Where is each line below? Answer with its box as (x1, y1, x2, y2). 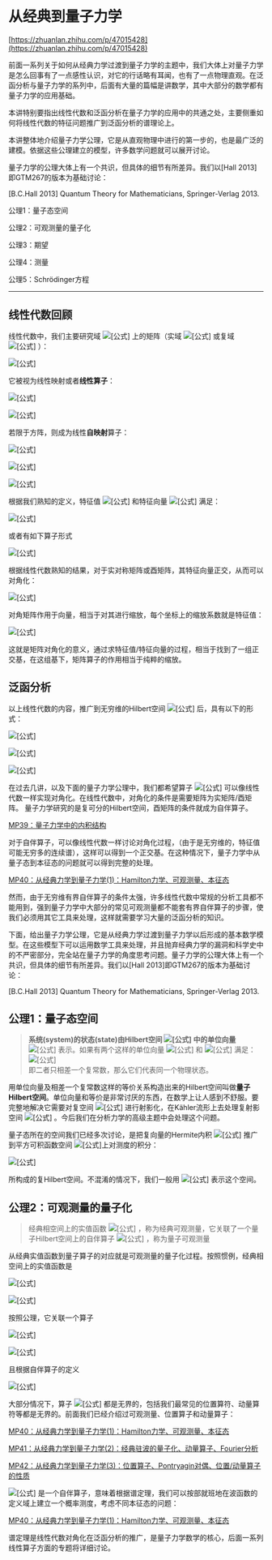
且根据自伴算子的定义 (8, 1365, 79, 1374)
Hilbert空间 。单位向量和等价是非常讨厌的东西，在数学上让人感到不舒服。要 (8, 1092, 259, 1103)
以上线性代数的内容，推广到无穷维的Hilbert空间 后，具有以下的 (8, 703, 247, 714)
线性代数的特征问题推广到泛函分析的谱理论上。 (22, 118, 179, 127)
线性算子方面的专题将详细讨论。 (8, 1543, 115, 1553)
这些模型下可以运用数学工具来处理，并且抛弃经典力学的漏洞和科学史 (29, 940, 257, 949)
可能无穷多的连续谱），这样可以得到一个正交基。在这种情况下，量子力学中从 (8, 847, 261, 857)
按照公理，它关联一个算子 (8, 1313, 94, 1322)
